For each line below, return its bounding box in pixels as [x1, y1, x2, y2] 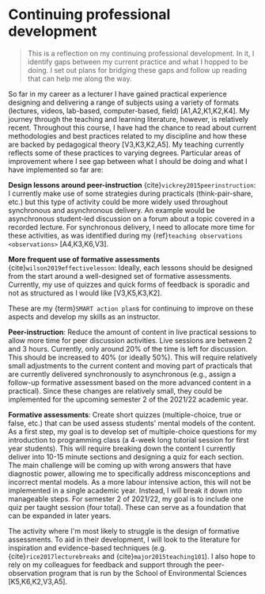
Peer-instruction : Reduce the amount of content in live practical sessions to [8, 327, 257, 337]
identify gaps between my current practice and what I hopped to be [27, 57, 248, 67]
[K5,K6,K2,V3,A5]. [8, 577, 68, 586]
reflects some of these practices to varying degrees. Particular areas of [8, 148, 241, 158]
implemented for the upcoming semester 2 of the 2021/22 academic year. [8, 394, 248, 404]
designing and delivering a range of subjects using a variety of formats [8, 97, 240, 107]
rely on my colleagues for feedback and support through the [8, 560, 206, 569]
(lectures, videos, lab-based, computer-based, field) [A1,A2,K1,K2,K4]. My [8, 105, 250, 116]
